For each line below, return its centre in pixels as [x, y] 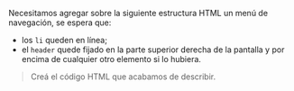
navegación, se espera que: [60, 23]
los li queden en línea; [64, 40]
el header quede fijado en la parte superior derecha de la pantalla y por [153, 50]
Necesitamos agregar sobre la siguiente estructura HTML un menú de [138, 13]
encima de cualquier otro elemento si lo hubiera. [111, 59]
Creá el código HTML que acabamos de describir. [123, 77]
